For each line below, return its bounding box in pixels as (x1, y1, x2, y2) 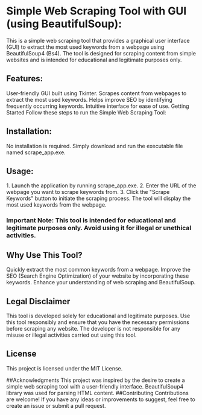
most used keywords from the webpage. (6, 201, 107, 208)
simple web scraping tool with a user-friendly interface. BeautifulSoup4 (6, 382, 184, 390)
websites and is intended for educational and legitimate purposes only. (6, 56, 182, 63)
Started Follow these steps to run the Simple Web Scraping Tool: (6, 108, 166, 116)
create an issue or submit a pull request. (6, 402, 106, 409)
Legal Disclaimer (6, 296, 71, 307)
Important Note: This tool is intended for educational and (6, 216, 176, 225)
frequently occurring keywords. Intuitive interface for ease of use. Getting (6, 102, 189, 110)
